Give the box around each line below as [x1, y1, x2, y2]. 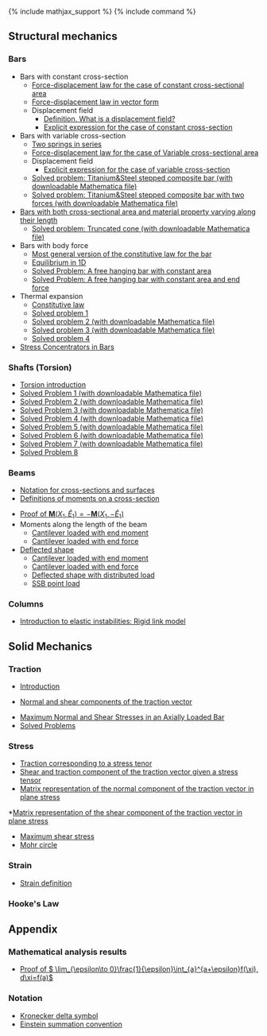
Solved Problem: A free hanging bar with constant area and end [31, 274, 241, 284]
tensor [19, 775, 41, 786]
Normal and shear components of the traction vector [19, 697, 193, 707]
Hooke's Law [8, 898, 60, 909]
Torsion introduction [19, 379, 86, 389]
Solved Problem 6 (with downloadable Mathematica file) [19, 430, 204, 440]
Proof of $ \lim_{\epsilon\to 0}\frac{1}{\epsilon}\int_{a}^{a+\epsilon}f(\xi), [19, 964, 258, 974]
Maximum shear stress [19, 832, 95, 841]
